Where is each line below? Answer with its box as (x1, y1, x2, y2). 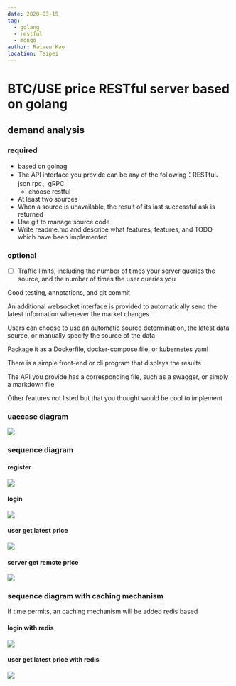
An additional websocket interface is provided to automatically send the (7, 302, 218, 311)
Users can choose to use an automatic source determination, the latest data (7, 323, 230, 332)
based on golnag (17, 162, 68, 170)
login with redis (7, 624, 55, 633)
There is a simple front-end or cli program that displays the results (7, 359, 201, 368)
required (7, 145, 38, 155)
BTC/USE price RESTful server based (7, 81, 230, 97)
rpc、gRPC (31, 179, 65, 187)
